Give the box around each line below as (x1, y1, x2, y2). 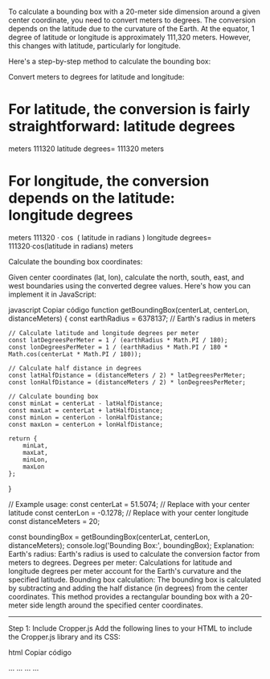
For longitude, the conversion (8, 172, 210, 190)
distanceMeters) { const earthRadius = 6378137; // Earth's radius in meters (8, 313, 256, 323)
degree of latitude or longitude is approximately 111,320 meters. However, (8, 32, 252, 42)
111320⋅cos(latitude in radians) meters (8, 241, 134, 251)
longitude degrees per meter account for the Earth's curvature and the (8, 566, 242, 575)
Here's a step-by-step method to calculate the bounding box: (8, 56, 211, 66)
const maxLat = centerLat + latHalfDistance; (8, 406, 163, 415)
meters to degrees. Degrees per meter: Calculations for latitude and (8, 558, 233, 567)
